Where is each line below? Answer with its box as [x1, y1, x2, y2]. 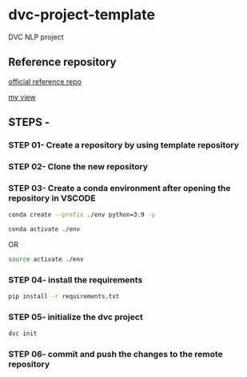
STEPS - [8, 116, 50, 129]
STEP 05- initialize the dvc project [8, 311, 143, 322]
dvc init [8, 330, 38, 338]
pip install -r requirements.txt [8, 293, 120, 301]
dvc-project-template [8, 6, 156, 24]
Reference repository [8, 55, 117, 69]
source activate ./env [8, 255, 84, 264]
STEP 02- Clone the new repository [8, 160, 149, 172]
